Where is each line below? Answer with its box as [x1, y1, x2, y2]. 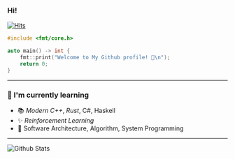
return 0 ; [20, 60, 49, 68]
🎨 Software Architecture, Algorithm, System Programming [17, 124, 184, 132]
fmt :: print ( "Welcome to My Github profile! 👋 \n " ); [20, 54, 171, 61]
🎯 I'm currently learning [7, 90, 90, 100]
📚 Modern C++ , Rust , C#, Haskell [17, 106, 115, 114]
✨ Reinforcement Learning [17, 116, 94, 124]
